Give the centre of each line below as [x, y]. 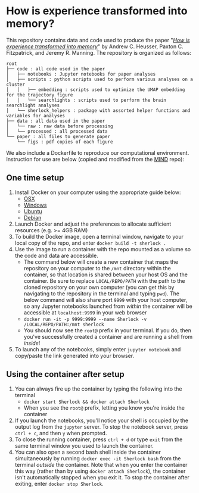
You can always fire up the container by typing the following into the [98, 389]
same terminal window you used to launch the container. [84, 445]
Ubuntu [33, 211]
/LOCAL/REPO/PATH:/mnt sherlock [64, 324]
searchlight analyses [33, 105]
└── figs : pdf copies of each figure [65, 142]
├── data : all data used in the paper [56, 121]
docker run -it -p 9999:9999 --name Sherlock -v [85, 319]
